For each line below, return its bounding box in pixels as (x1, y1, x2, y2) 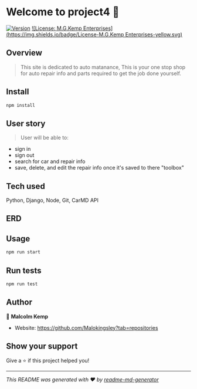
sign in (14, 146, 31, 153)
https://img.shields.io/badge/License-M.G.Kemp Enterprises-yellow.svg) (8, 31, 183, 38)
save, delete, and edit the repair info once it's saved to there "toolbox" (14, 164, 185, 171)
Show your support (6, 341, 78, 351)
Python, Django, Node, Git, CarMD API (6, 197, 98, 204)
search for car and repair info (14, 158, 86, 165)
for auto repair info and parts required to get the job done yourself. (20, 70, 182, 77)
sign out (14, 152, 35, 159)
